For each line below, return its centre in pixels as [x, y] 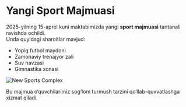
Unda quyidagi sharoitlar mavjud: [46, 39]
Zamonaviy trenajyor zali [44, 56]
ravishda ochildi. [26, 33]
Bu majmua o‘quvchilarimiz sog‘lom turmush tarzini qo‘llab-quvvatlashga [93, 91]
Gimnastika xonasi [36, 69]
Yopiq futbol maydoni [40, 50]
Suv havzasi [29, 63]
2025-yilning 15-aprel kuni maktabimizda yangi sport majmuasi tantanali [93, 27]
